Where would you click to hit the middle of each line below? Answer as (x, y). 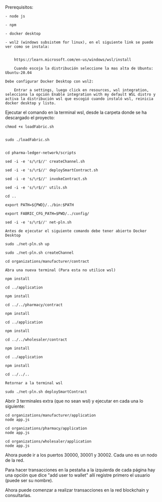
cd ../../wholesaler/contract (36, 340)
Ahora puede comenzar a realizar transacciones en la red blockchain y (77, 490)
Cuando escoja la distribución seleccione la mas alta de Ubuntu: (84, 69)
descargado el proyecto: (30, 118)
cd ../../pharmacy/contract (34, 305)
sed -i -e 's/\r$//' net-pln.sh (38, 222)
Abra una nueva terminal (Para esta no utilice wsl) (61, 270)
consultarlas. (18, 495)
